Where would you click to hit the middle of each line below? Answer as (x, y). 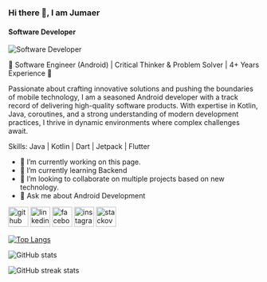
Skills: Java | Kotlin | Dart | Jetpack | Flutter (79, 147)
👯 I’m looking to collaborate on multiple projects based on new (122, 179)
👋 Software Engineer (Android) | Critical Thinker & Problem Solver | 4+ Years (134, 65)
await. (18, 131)
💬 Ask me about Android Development (82, 196)
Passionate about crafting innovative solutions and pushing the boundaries (131, 89)
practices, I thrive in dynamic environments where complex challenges (124, 123)
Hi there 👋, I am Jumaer (54, 13)
